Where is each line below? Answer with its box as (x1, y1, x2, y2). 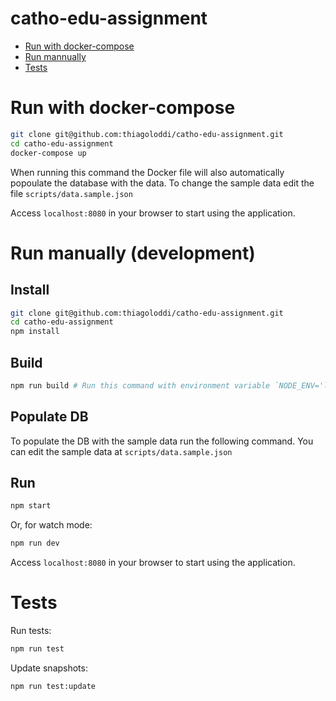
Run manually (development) (10, 242, 256, 264)
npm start (10, 501, 52, 511)
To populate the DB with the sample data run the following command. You (10, 435, 314, 447)
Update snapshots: (10, 662, 88, 674)
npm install (10, 327, 60, 337)
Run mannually (24, 50, 87, 62)
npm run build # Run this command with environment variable (10, 380, 271, 391)
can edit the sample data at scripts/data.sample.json (10, 445, 233, 457)
